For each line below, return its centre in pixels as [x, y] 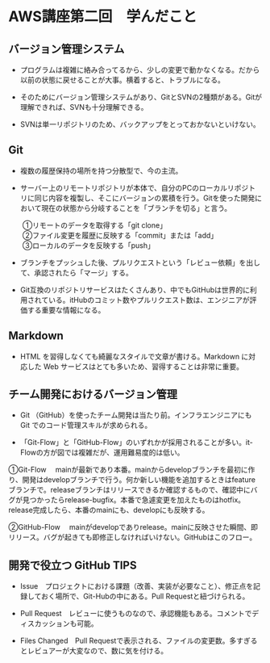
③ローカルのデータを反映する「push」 [88, 245]
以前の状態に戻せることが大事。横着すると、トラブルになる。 [123, 80]
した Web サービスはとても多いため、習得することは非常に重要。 [135, 366]
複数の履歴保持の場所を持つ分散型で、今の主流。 [101, 170]
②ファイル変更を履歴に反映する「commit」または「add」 [120, 235]
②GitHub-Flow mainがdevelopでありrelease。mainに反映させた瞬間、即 [133, 527]
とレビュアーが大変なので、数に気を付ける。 [94, 651]
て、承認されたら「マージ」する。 [76, 272]
